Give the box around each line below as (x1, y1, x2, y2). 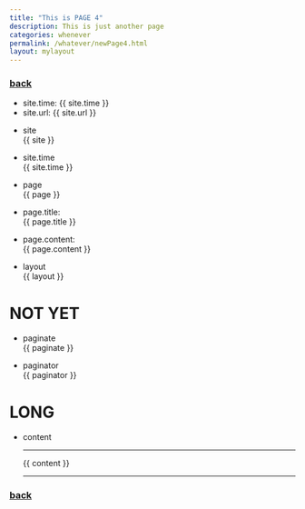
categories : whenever (9, 30, 92, 39)
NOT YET (9, 303, 80, 324)
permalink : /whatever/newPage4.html (9, 38, 148, 48)
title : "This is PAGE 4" (9, 13, 103, 23)
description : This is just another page (9, 22, 165, 31)
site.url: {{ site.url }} (22, 107, 97, 118)
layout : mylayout (9, 47, 75, 56)
